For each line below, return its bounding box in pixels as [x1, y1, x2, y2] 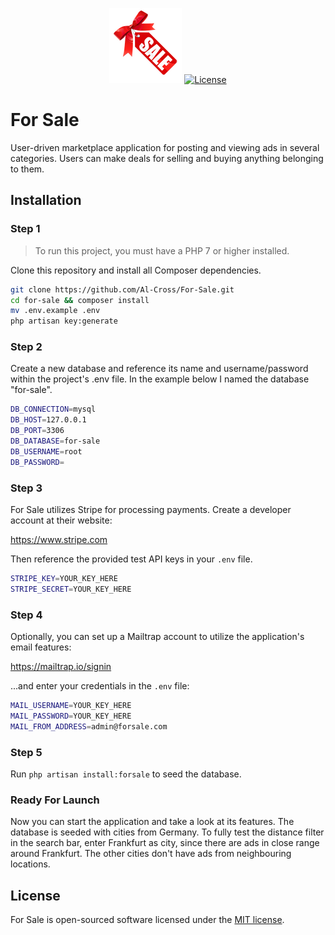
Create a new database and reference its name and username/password [10, 363, 309, 375]
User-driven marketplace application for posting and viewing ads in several [10, 141, 320, 153]
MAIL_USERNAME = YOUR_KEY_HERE [10, 701, 132, 711]
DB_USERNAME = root [10, 446, 83, 457]
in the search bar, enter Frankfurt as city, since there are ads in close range [10, 837, 320, 849]
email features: [10, 641, 72, 653]
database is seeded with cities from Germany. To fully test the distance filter [10, 826, 325, 838]
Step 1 [10, 222, 41, 236]
